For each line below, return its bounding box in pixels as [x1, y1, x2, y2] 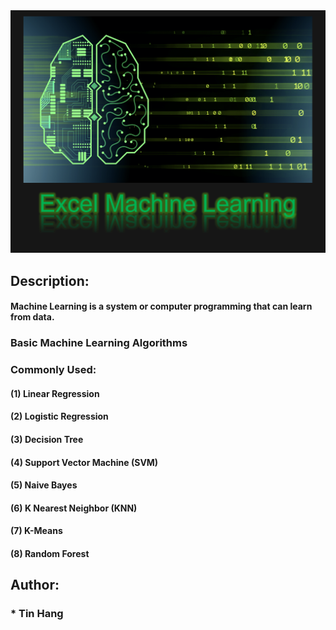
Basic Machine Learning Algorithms [10, 336, 188, 350]
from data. [10, 311, 55, 323]
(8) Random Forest [10, 547, 90, 559]
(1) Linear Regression [10, 387, 100, 399]
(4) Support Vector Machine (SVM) [10, 456, 159, 468]
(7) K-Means [10, 525, 63, 537]
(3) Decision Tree [10, 433, 84, 445]
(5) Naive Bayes [10, 479, 78, 491]
